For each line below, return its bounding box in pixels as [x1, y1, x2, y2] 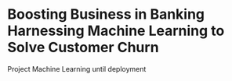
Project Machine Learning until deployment [7, 64, 147, 73]
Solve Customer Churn [7, 39, 159, 56]
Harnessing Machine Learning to [7, 22, 225, 40]
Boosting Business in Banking [7, 5, 205, 23]
